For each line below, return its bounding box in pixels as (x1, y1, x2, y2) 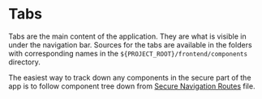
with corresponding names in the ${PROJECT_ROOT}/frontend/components (8, 48, 248, 58)
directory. (8, 57, 41, 67)
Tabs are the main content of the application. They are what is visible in (8, 31, 247, 41)
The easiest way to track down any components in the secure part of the (8, 72, 251, 82)
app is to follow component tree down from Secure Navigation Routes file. (8, 81, 256, 91)
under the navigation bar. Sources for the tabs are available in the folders (8, 39, 253, 49)
